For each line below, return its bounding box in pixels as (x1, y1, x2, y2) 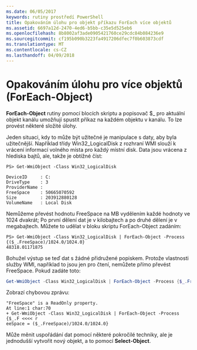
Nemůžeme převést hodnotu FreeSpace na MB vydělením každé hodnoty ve (6, 210, 191, 217)
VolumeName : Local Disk (6, 199, 72, 206)
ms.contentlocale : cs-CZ (6, 47, 67, 53)
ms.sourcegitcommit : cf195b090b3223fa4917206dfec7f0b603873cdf (6, 36, 164, 42)
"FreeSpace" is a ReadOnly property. (6, 301, 98, 306)
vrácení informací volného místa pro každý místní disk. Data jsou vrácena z (6, 146, 187, 153)
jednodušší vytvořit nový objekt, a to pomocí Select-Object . (6, 338, 151, 345)
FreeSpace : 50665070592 (6, 189, 75, 195)
